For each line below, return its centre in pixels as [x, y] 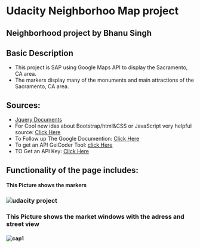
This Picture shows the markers [47, 185]
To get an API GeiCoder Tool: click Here [64, 145]
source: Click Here [38, 132]
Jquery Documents [39, 120]
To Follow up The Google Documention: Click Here [77, 139]
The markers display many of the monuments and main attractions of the [104, 80]
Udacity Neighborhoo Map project [93, 11]
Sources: [23, 105]
